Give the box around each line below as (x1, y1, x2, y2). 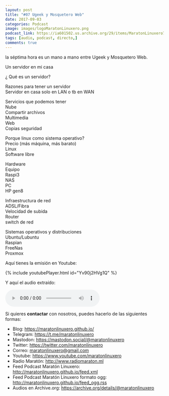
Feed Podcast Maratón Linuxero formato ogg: (12, 374, 107, 380)
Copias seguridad (5, 125, 42, 131)
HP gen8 (5, 188, 24, 194)
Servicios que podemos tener (5, 98, 66, 104)
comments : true (5, 40, 37, 45)
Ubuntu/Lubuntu (5, 234, 39, 240)
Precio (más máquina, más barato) (5, 140, 76, 146)
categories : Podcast (5, 21, 49, 27)
